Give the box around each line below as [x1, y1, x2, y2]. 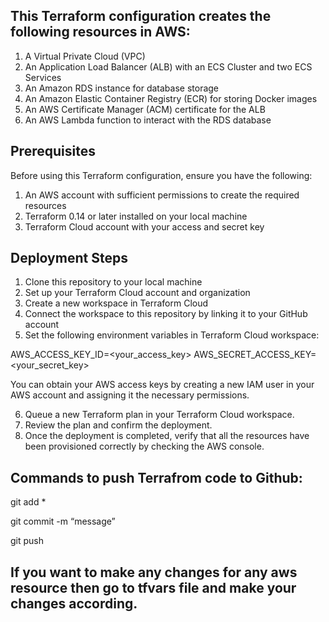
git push [10, 535, 45, 547]
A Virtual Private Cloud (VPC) [24, 50, 146, 62]
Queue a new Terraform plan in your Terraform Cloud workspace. [24, 409, 295, 421]
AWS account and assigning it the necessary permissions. [10, 389, 250, 401]
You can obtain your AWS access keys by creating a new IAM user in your [10, 379, 315, 391]
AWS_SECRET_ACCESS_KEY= [193, 349, 317, 361]
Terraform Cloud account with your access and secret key [24, 220, 265, 233]
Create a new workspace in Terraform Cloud [24, 297, 209, 309]
